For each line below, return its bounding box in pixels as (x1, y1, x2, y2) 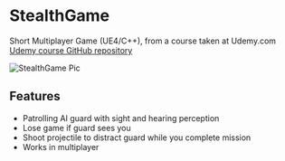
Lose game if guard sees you (22, 122, 131, 133)
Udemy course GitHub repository (9, 44, 133, 55)
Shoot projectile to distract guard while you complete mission (22, 132, 252, 143)
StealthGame (9, 5, 110, 26)
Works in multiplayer (22, 141, 100, 152)
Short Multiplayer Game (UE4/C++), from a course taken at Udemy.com (9, 35, 277, 46)
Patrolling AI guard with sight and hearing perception (22, 112, 220, 123)
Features (9, 89, 61, 104)
